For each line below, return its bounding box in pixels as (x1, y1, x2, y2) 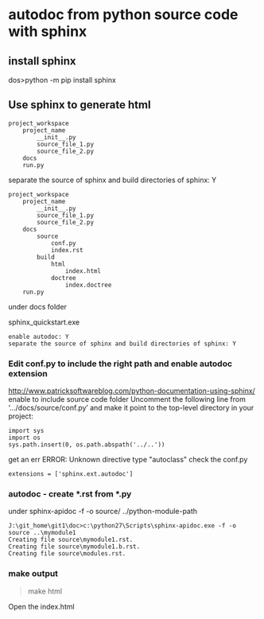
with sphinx (8, 22, 87, 41)
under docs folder (8, 302, 68, 311)
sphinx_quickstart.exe (8, 317, 80, 327)
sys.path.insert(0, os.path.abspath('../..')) (8, 441, 165, 449)
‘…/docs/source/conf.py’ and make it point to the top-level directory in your (8, 403, 254, 413)
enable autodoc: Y (8, 333, 69, 341)
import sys (8, 427, 45, 435)
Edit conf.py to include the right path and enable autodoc (8, 358, 233, 369)
